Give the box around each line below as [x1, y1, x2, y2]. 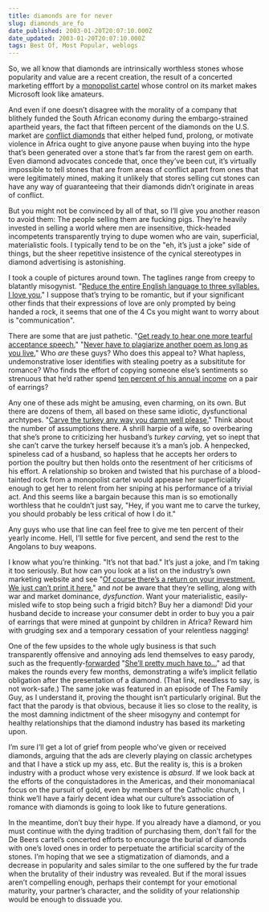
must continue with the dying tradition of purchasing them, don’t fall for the [8, 826, 257, 836]
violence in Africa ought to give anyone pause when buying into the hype [8, 139, 251, 149]
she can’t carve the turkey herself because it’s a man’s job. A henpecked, [8, 441, 251, 450]
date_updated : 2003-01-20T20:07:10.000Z [8, 34, 146, 43]
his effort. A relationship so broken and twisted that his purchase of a [8, 466, 237, 476]
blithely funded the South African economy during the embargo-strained [8, 113, 249, 123]
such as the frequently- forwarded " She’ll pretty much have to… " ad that [8, 659, 245, 668]
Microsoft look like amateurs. [8, 89, 104, 99]
